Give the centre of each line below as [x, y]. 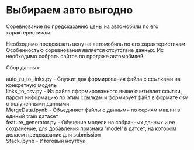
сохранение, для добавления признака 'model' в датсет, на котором [91, 128]
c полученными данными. [39, 103]
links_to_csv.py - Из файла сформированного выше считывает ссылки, [94, 91]
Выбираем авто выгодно [70, 10]
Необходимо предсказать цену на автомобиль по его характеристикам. [96, 44]
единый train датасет [32, 116]
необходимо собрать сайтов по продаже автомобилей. [75, 56]
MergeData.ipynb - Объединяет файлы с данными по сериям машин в [93, 110]
